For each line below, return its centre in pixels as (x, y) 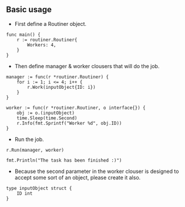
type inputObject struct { (39, 188)
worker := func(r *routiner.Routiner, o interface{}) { (76, 108)
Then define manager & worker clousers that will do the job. (87, 66)
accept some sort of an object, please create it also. (78, 177)
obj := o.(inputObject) (46, 113)
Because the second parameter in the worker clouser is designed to (97, 171)
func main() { (23, 35)
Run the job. (29, 139)
